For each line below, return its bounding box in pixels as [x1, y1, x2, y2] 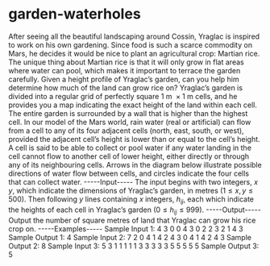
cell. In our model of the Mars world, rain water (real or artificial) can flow [8, 117, 251, 127]
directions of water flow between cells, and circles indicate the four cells [8, 168, 250, 178]
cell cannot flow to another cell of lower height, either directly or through [8, 151, 250, 161]
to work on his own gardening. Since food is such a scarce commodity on [8, 39, 252, 49]
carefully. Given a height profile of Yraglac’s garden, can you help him [8, 74, 239, 84]
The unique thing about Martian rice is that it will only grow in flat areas [8, 57, 244, 67]
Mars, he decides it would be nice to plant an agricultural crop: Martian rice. [8, 48, 260, 58]
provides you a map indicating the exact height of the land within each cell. [8, 100, 258, 110]
